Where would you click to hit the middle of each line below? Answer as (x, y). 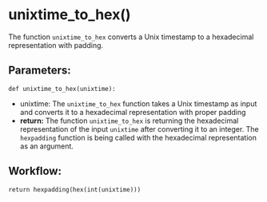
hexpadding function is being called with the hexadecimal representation (138, 137)
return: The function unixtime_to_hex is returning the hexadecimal (129, 121)
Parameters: (40, 71)
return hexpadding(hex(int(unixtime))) (75, 189)
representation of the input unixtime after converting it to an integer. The (139, 129)
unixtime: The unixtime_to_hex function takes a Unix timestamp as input (138, 103)
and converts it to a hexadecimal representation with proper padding (133, 112)
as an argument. (47, 146)
